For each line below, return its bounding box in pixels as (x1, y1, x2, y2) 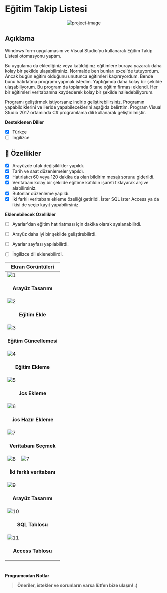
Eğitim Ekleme (15, 364, 50, 371)
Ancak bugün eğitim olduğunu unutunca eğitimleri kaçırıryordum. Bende (5, 73, 153, 79)
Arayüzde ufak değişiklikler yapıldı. (12, 162, 84, 168)
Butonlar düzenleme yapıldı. (12, 190, 70, 196)
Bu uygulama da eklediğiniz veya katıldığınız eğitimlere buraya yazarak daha (5, 62, 162, 68)
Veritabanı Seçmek (9, 442, 56, 449)
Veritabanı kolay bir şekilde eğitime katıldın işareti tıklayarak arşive (12, 179, 149, 185)
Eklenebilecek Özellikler (5, 211, 56, 218)
